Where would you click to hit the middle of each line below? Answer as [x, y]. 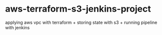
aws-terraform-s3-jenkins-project [78, 9]
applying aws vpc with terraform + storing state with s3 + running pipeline [81, 22]
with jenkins [17, 27]
